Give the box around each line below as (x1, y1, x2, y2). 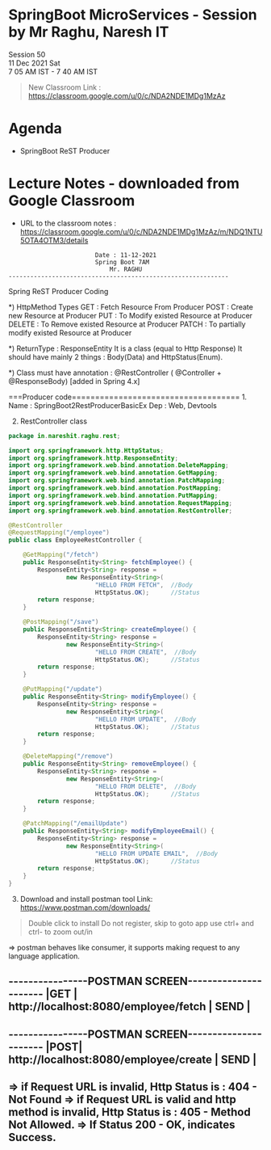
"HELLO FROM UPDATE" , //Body (94, 715, 197, 723)
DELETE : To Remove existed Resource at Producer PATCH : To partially (8, 319, 246, 329)
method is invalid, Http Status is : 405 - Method (8, 1106, 252, 1119)
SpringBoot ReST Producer (19, 145, 110, 155)
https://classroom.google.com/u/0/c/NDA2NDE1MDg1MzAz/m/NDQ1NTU (19, 226, 263, 236)
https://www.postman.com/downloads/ (19, 903, 151, 912)
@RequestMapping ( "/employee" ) (8, 529, 110, 537)
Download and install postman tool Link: (19, 895, 153, 904)
